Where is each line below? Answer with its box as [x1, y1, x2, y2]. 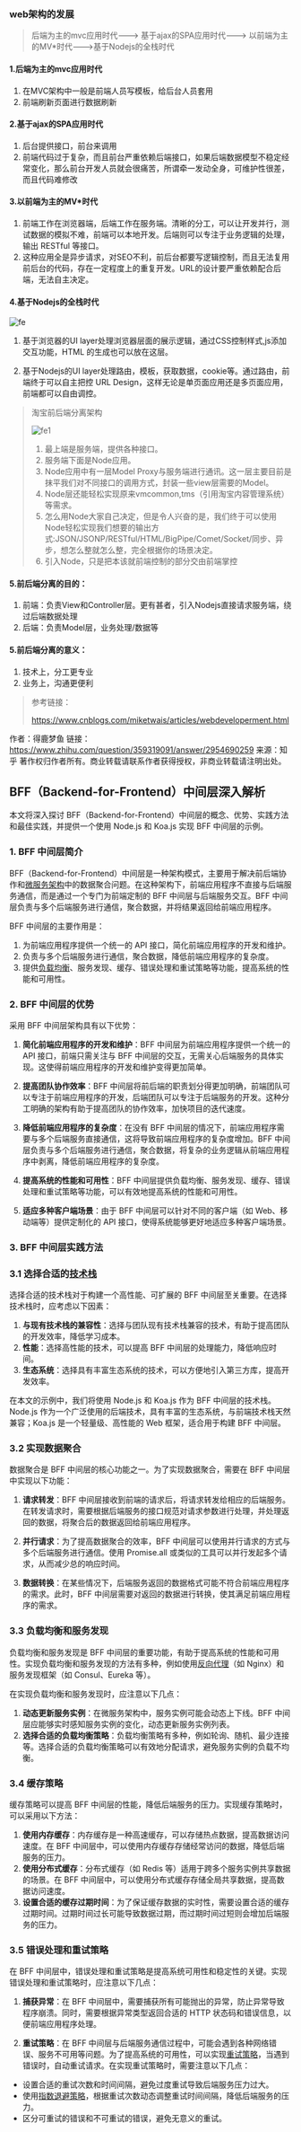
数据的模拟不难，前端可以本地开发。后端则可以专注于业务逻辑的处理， [30, 229, 289, 240]
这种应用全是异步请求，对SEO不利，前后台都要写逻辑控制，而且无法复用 [21, 251, 289, 262]
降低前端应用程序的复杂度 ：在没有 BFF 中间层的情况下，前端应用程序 [21, 1122, 278, 1132]
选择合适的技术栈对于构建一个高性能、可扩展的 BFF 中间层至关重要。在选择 [9, 1290, 288, 1300]
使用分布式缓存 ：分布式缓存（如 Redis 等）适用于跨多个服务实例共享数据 [21, 1863, 291, 1874]
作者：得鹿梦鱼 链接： [9, 733, 90, 744]
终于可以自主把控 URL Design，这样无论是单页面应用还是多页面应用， [30, 377, 288, 388]
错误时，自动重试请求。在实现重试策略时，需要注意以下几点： [21, 2060, 251, 2071]
